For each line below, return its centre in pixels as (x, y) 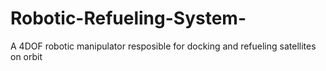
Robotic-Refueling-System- (128, 18)
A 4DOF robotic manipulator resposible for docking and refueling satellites (163, 46)
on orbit (26, 56)
